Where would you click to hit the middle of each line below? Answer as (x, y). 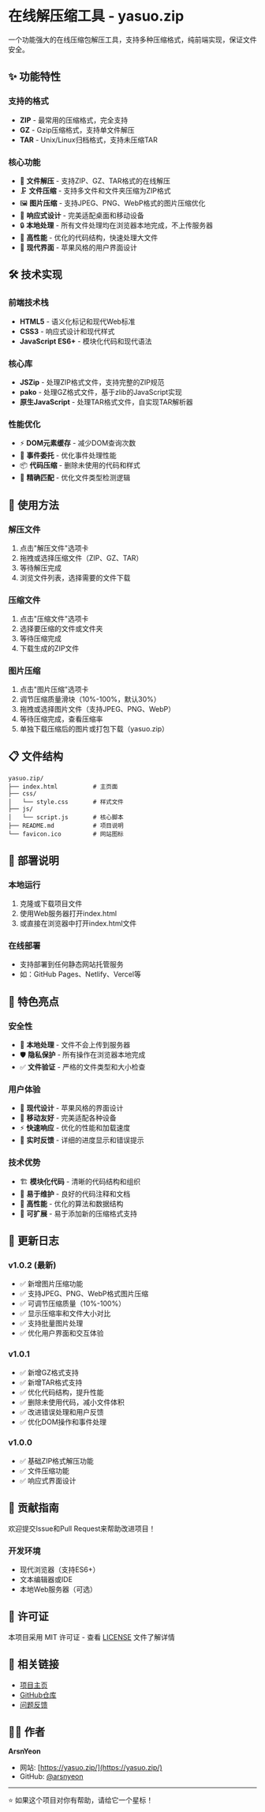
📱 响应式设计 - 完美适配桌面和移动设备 (82, 215)
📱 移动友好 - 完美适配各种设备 (68, 1118)
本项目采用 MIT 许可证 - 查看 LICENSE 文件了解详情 (91, 1637)
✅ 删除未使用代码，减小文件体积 (72, 1402)
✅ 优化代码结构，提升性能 (62, 1392)
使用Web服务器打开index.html (68, 913)
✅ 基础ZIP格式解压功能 (57, 1461)
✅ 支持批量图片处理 (51, 1323)
